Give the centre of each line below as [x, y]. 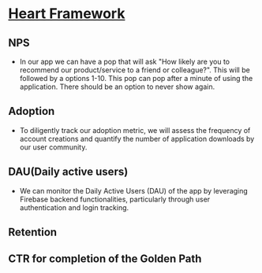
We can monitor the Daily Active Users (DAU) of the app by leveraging [134, 190]
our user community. [53, 147]
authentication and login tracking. [74, 207]
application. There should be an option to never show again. [117, 87]
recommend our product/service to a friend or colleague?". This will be [135, 70]
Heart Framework [67, 14]
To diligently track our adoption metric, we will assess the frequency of [135, 130]
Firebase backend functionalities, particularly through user [115, 199]
